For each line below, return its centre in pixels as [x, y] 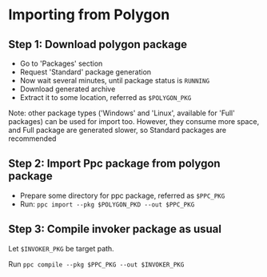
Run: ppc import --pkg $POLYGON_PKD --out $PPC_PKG [107, 204]
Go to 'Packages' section [61, 63]
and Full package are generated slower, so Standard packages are [118, 130]
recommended [32, 138]
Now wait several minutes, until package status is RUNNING [115, 80]
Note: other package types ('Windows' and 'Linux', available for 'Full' [122, 113]
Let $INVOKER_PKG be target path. [61, 248]
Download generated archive [68, 89]
